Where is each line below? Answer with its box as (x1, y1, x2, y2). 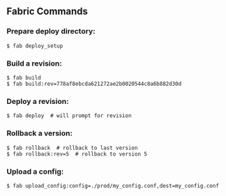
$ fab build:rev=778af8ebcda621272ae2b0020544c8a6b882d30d (6, 80, 182, 87)
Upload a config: (6, 167, 64, 176)
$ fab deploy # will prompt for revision (6, 112, 132, 119)
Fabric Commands (6, 6, 89, 17)
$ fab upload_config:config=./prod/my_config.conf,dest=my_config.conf (6, 182, 219, 189)
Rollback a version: (6, 128, 73, 138)
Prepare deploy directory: (6, 27, 96, 36)
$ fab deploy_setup (6, 42, 63, 50)
